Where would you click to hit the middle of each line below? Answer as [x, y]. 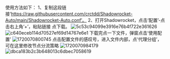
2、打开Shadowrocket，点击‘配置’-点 [126, 20]
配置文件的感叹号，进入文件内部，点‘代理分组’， [111, 39]
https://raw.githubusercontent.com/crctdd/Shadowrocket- [72, 14]
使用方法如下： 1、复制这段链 [36, 7]
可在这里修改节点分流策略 [32, 46]
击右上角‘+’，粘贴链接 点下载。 [38, 26]
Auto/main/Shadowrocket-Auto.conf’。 [46, 20]
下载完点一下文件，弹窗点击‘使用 [123, 33]
